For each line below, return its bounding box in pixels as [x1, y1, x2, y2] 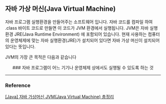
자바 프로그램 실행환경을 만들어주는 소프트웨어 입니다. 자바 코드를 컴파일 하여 [5, 19, 153, 25]
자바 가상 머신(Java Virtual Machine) [5, 4, 116, 13]
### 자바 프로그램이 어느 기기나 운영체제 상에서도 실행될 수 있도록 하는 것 [12, 64, 154, 70]
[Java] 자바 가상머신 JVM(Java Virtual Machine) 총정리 [5, 94, 114, 100]
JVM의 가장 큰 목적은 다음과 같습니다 [5, 54, 77, 60]
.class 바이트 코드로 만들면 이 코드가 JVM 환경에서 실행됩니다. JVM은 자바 [5, 25, 149, 31]
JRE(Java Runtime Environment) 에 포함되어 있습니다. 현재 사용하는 [14, 31, 147, 37]
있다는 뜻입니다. [5, 44, 36, 50]
